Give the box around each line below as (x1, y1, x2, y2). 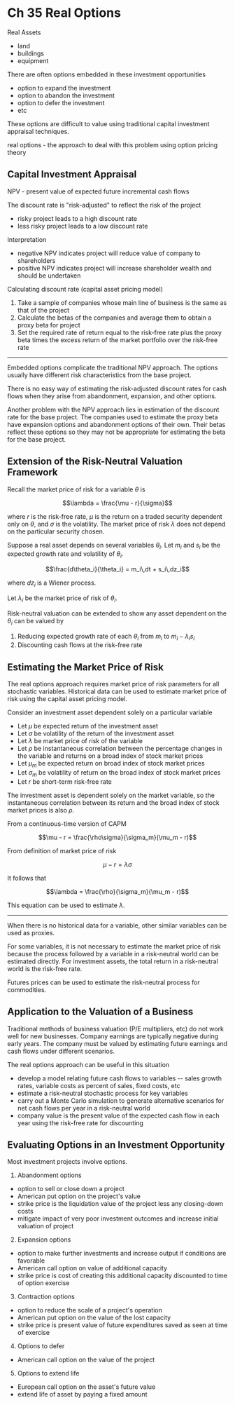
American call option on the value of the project (17, 1355, 155, 1364)
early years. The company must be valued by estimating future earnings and (7, 1039, 228, 1047)
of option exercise (17, 1279, 70, 1287)
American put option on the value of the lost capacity (17, 1313, 171, 1322)
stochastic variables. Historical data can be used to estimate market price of (7, 687, 227, 695)
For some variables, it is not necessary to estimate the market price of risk (7, 942, 222, 951)
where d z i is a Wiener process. (7, 578, 97, 588)
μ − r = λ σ (102, 860, 133, 869)
